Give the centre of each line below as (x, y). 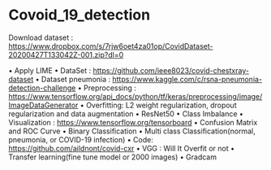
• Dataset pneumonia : (73, 79)
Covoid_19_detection (80, 15)
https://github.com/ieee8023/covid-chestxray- (171, 70)
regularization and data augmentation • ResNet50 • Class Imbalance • (126, 113)
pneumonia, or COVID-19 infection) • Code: (81, 139)
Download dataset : (41, 37)
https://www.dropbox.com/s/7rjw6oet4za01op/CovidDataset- (111, 46)
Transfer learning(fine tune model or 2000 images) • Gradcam (113, 157)
